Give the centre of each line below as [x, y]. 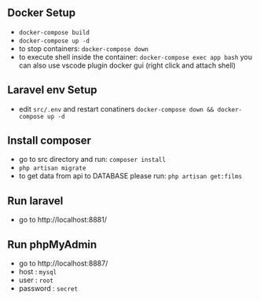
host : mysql [38, 272]
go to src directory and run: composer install [92, 160]
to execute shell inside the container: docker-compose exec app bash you [135, 57]
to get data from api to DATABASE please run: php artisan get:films [130, 176]
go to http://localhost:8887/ [63, 263]
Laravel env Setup [52, 90]
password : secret [48, 288]
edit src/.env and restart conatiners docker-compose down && [116, 108]
